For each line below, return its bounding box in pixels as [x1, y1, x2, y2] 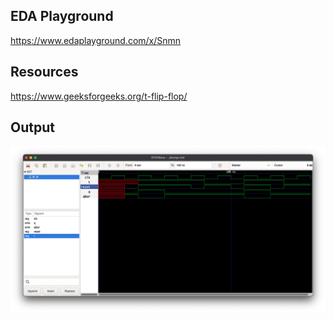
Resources [10, 64, 79, 81]
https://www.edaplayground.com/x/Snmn [10, 34, 182, 46]
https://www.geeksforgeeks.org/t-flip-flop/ [10, 90, 188, 102]
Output [10, 119, 55, 136]
